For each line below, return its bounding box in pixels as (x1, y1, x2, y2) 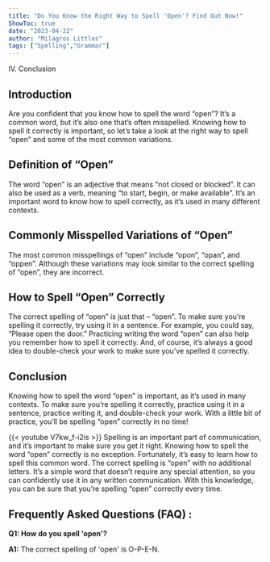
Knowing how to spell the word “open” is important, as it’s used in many (8, 391, 247, 401)
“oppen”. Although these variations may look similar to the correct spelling (8, 258, 255, 268)
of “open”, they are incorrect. (8, 267, 105, 277)
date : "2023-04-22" (8, 27, 74, 35)
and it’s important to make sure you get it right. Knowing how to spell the (8, 441, 249, 451)
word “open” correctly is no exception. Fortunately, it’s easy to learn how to (8, 450, 258, 459)
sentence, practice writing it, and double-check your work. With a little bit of (8, 409, 262, 418)
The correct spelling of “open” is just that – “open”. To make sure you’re (8, 312, 246, 321)
